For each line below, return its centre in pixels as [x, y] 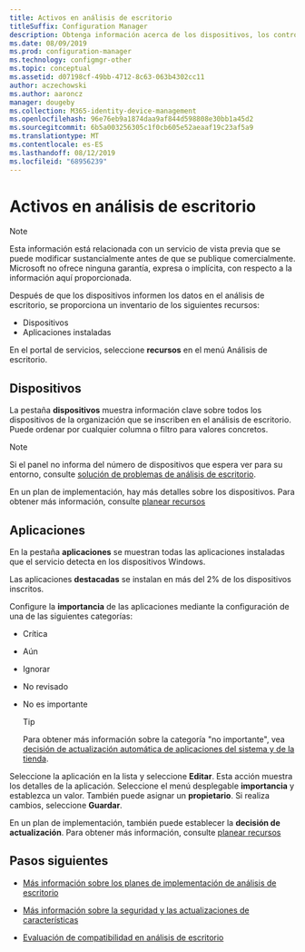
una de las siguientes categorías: [71, 616]
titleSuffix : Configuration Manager [79, 26]
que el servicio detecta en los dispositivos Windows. [108, 562]
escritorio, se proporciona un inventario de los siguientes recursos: [135, 305]
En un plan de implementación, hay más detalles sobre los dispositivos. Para [152, 492]
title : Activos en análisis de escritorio [91, 18]
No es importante [55, 704]
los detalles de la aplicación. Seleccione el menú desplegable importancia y [152, 786]
